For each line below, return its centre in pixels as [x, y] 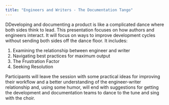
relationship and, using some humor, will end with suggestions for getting [82, 87]
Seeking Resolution [33, 66]
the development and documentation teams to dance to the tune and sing [82, 92]
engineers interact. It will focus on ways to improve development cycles [80, 35]
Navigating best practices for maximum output [61, 56]
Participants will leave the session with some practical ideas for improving [83, 76]
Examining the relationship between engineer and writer [71, 50]
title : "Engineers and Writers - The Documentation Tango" [69, 10]
